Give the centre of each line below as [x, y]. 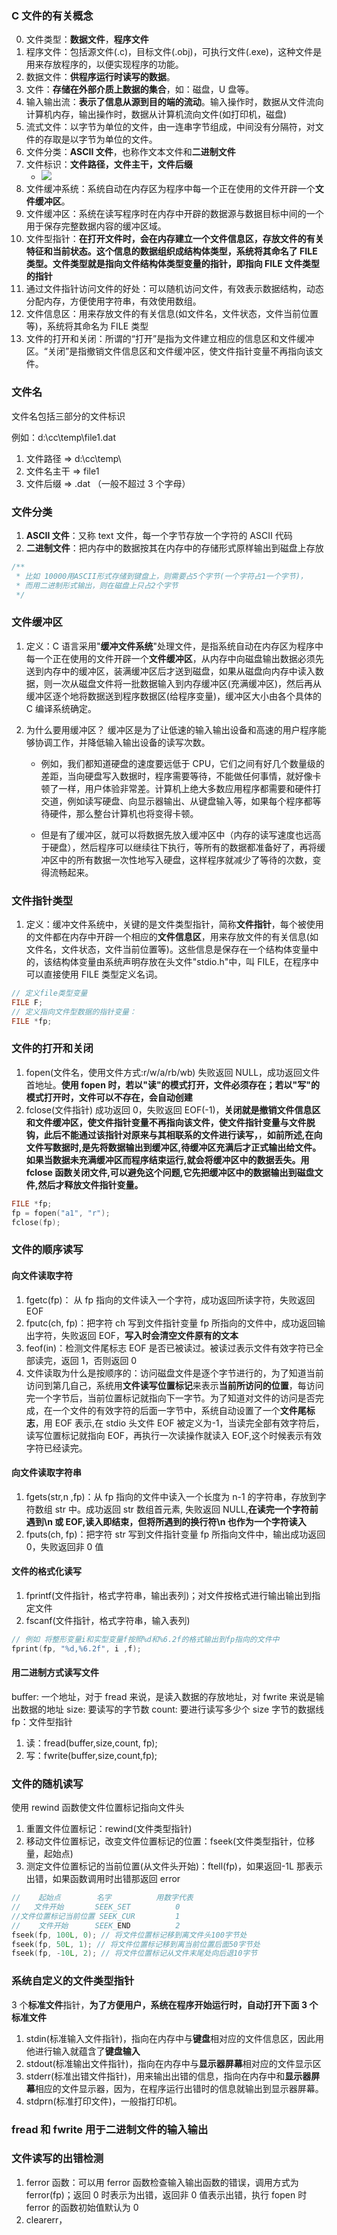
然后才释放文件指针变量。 [90, 1184]
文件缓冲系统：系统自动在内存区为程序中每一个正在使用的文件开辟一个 [170, 189]
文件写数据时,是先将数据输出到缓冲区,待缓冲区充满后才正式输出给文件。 [173, 1147]
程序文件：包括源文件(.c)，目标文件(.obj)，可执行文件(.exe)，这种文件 [169, 52]
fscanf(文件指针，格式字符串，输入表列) [108, 1620]
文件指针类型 [42, 900]
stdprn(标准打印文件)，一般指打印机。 [104, 2101]
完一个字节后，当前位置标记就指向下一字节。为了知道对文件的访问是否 [170, 1398]
